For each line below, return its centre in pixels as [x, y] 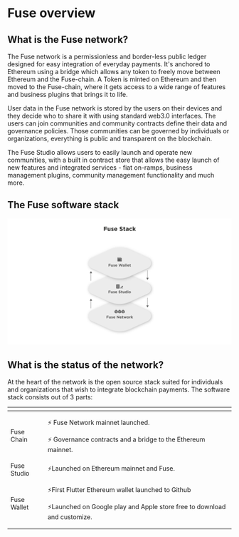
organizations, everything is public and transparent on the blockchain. [110, 138]
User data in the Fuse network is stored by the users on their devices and [115, 108]
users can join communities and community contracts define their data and [117, 123]
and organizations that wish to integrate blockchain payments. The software [119, 389]
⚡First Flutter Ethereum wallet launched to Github [119, 490]
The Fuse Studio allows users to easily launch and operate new [100, 152]
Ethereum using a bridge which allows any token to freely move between [114, 72]
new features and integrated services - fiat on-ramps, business [100, 168]
